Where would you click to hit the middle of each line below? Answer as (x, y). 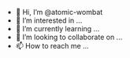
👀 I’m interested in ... (49, 20)
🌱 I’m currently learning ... (58, 29)
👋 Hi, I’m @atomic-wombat (59, 12)
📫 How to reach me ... (52, 46)
